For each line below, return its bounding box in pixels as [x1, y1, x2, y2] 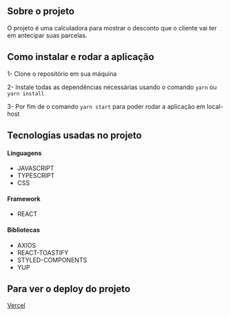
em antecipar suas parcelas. [7, 31, 87, 39]
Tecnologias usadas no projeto [7, 130, 143, 141]
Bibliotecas [7, 226, 40, 234]
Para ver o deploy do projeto [7, 283, 131, 295]
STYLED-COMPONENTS [17, 255, 87, 264]
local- [206, 102, 224, 110]
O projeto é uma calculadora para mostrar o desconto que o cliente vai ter [7, 23, 217, 32]
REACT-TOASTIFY [17, 248, 69, 257]
